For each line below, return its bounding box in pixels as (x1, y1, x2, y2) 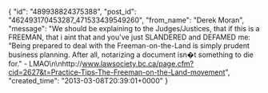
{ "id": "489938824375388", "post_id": (8, 7, 137, 16)
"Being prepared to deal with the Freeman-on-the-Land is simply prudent (8, 41, 250, 51)
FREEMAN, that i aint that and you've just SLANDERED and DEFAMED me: (8, 32, 250, 42)
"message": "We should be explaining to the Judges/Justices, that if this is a (8, 24, 260, 33)
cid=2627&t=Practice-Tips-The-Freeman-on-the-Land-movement (8, 67, 226, 77)
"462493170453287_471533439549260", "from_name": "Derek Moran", (8, 15, 245, 25)
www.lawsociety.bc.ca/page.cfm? (82, 59, 194, 68)
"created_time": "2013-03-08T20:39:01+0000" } (8, 76, 169, 85)
